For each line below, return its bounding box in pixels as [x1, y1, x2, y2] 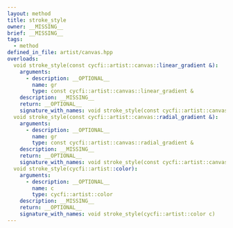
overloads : [7, 56, 39, 63]
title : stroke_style [7, 17, 67, 24]
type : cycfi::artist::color [32, 191, 113, 198]
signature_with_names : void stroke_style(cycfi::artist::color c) [19, 211, 216, 218]
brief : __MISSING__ [7, 29, 64, 37]
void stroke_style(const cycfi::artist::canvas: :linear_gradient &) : [13, 62, 218, 69]
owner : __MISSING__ [7, 23, 64, 30]
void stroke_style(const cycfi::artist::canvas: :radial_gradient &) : [13, 113, 218, 120]
